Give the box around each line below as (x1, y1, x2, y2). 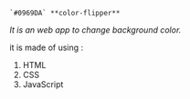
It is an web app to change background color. (9, 25, 182, 35)
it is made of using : (9, 42, 84, 53)
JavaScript (22, 79, 64, 90)
